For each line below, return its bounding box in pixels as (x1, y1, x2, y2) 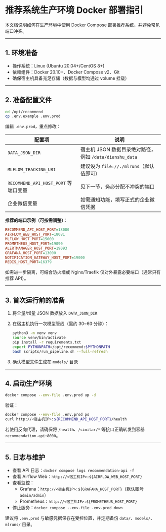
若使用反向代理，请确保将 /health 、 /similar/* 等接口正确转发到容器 (5, 426, 145, 432)
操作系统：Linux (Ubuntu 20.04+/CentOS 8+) (12, 63, 105, 68)
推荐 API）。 (5, 275, 29, 281)
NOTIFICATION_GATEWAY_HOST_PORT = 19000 (5, 255, 85, 260)
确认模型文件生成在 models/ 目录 (12, 358, 78, 365)
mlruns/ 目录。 (5, 521, 36, 527)
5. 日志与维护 (5, 453, 45, 462)
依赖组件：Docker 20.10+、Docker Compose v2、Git (12, 69, 120, 75)
